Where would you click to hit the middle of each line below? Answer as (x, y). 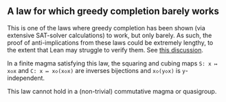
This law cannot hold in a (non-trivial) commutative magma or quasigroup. (112, 91)
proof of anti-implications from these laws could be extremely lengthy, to (110, 42)
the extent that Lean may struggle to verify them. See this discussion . (105, 50)
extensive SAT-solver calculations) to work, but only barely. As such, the (110, 35)
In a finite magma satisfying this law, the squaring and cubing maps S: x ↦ (112, 63)
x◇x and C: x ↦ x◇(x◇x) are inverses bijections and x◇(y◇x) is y (96, 70)
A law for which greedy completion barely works (113, 11)
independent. (26, 78)
